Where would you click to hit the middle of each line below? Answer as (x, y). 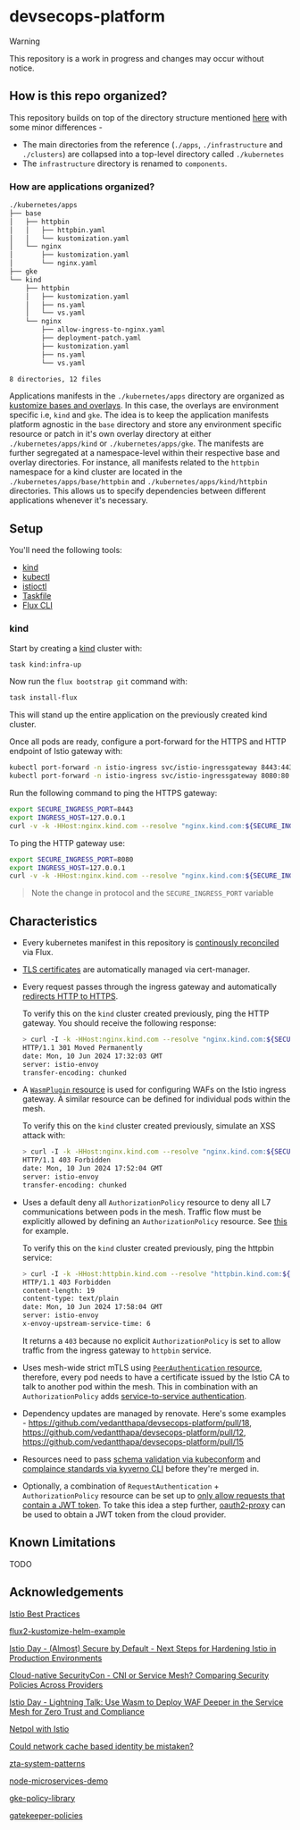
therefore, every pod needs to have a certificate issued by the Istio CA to (156, 1377)
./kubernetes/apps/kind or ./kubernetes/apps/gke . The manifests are (137, 443)
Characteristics (54, 921)
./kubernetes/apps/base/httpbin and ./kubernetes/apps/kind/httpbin (138, 482)
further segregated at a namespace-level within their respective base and (145, 453)
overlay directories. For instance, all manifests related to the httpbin (134, 463)
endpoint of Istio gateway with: (66, 751)
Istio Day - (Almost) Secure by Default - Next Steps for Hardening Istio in (143, 1648)
